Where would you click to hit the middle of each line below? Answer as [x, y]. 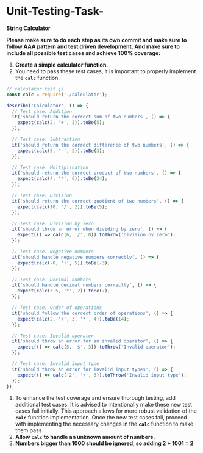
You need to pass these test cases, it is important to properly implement [105, 71]
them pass [28, 430]
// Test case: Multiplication [50, 167]
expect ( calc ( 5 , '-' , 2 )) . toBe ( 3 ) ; [61, 151]
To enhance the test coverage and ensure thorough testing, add [95, 398]
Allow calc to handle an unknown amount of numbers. [85, 437]
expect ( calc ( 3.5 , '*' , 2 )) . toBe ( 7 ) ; [64, 291]
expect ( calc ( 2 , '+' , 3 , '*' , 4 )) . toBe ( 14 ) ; [73, 319]
